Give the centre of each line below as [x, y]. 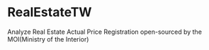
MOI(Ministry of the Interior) [48, 39]
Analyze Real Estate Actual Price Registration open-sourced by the [104, 32]
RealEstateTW [50, 12]
